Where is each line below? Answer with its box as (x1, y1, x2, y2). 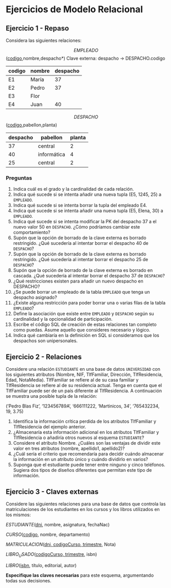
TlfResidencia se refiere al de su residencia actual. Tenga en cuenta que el (6, 382, 162, 389)
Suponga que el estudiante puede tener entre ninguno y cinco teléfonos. (13, 462, 165, 468)
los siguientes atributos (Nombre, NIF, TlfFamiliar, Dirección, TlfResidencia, (6, 371, 163, 378)
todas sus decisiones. (6, 577, 51, 583)
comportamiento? (13, 229, 50, 236)
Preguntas (6, 174, 33, 182)
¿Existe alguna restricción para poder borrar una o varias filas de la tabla (13, 300, 166, 306)
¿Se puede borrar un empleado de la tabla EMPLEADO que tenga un (13, 289, 150, 295)
